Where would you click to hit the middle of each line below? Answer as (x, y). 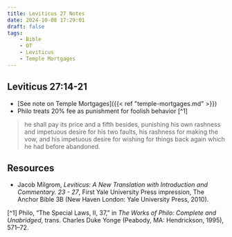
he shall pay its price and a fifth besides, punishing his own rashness (122, 124)
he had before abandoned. (62, 146)
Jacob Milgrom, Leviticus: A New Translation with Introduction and (113, 185)
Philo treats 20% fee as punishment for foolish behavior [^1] (102, 111)
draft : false (26, 26)
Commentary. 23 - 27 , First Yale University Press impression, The (110, 192)
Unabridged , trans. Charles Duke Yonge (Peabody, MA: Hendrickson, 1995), (115, 220)
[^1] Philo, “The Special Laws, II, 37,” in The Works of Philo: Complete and (112, 213)
